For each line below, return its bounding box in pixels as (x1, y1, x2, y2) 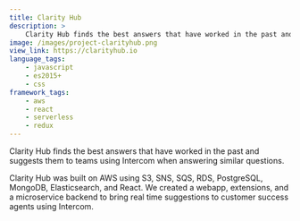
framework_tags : (9, 88, 70, 97)
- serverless (25, 113, 74, 122)
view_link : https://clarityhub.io (9, 47, 138, 55)
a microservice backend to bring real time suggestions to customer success (9, 191, 288, 202)
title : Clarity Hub (9, 13, 82, 22)
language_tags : (9, 55, 66, 64)
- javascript (25, 64, 74, 72)
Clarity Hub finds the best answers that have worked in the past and (9, 146, 260, 157)
